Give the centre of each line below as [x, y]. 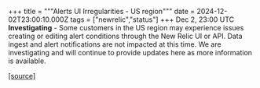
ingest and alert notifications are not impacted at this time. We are [115, 44]
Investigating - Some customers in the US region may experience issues [126, 28]
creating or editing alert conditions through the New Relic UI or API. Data [125, 36]
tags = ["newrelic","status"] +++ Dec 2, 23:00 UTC [152, 19]
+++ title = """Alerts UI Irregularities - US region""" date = [102, 11]
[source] [22, 76]
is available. [27, 61]
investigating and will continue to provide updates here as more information [130, 53]
